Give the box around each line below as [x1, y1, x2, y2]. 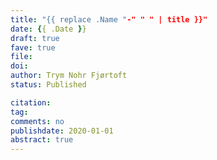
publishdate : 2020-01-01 [10, 126, 114, 136]
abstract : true [10, 135, 74, 145]
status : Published [10, 80, 87, 90]
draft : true [10, 33, 60, 43]
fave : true [10, 42, 56, 53]
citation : [10, 97, 52, 108]
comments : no [10, 116, 65, 126]
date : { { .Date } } [10, 24, 87, 34]
